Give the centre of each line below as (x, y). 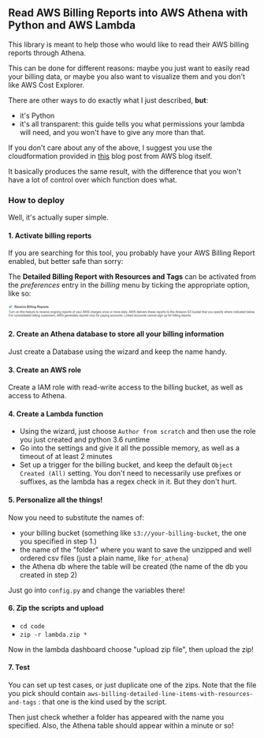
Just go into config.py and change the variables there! (97, 590)
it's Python (37, 115)
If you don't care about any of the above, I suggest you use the (110, 147)
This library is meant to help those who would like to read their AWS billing (129, 44)
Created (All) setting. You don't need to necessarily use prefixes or (130, 473)
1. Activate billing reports (50, 235)
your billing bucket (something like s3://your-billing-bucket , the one (133, 533)
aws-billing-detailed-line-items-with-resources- (170, 695)
